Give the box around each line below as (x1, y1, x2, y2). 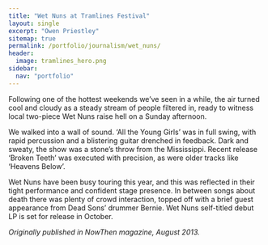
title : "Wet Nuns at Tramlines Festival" (8, 11, 151, 20)
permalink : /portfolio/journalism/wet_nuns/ (8, 42, 161, 50)
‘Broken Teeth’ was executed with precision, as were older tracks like (8, 153, 239, 163)
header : (8, 49, 35, 57)
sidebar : (8, 65, 38, 73)
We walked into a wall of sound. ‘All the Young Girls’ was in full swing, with (8, 127, 257, 137)
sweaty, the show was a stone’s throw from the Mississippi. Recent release (8, 144, 257, 154)
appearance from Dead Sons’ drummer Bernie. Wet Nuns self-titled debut (8, 203, 254, 213)
